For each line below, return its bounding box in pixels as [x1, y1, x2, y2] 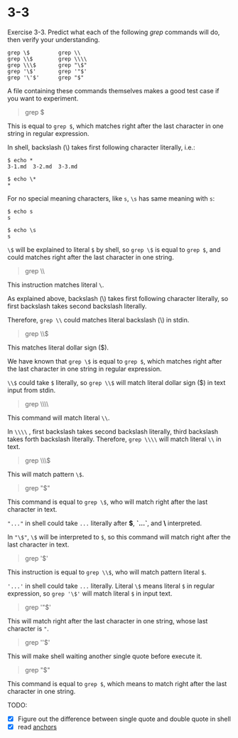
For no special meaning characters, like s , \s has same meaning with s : [7, 194, 215, 203]
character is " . [7, 624, 50, 633]
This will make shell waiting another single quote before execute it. [7, 652, 202, 660]
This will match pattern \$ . [7, 470, 85, 478]
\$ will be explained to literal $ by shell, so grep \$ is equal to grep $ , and [7, 245, 221, 253]
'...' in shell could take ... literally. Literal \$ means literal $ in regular [7, 581, 215, 590]
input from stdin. [7, 386, 55, 394]
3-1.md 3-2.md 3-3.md [7, 163, 78, 170]
